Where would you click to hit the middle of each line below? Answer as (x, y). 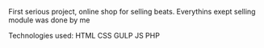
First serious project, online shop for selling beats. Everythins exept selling (132, 12)
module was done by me (49, 20)
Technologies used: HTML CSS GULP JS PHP (84, 36)
